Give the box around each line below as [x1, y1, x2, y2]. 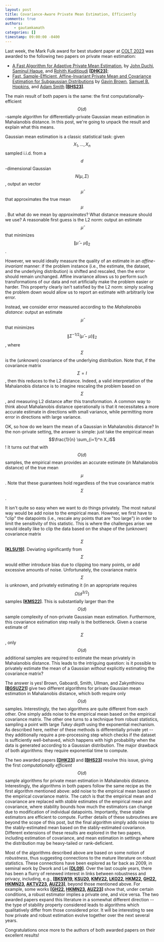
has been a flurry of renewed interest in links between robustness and [5, 870, 146, 876]
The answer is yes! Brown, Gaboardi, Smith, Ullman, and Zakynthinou [5, 680, 144, 686]
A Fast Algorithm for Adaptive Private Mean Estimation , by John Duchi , [12, 62, 155, 69]
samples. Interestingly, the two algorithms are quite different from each [5, 705, 148, 712]
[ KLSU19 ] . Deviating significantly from [5, 546, 82, 552]
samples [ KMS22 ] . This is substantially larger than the [5, 598, 115, 604]
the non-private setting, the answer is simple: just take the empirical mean [5, 429, 154, 434]
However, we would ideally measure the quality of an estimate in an [5, 258, 141, 264]
